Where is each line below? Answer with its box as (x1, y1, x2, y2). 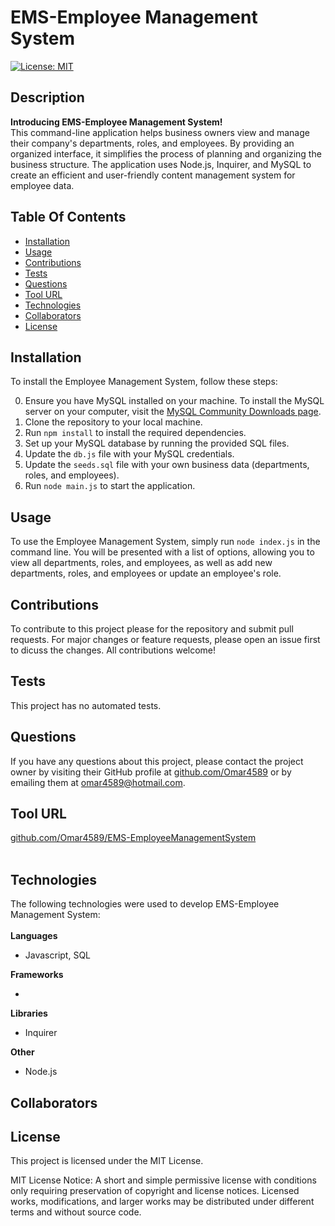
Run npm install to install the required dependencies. (24, 427, 247, 439)
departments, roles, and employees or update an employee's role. (10, 567, 282, 580)
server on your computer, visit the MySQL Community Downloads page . (24, 406, 322, 418)
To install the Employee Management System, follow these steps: (10, 376, 278, 388)
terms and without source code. (10, 1206, 142, 1218)
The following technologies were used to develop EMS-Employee (10, 898, 280, 910)
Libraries (10, 1007, 48, 1020)
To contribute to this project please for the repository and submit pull (10, 623, 294, 635)
